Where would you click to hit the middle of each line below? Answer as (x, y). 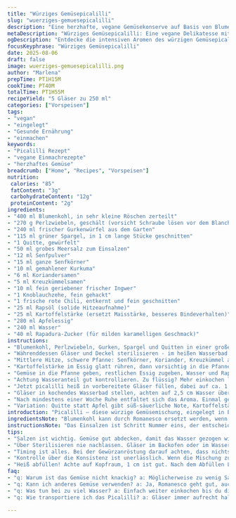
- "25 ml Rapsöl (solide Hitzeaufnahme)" (69, 308)
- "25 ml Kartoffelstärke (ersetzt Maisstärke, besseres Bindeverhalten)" (119, 315)
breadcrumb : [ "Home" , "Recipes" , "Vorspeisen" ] (78, 170)
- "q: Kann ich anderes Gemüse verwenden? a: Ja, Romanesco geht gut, (113, 484)
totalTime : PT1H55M (36, 92)
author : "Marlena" (34, 72)
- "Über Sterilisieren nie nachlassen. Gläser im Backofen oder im (108, 445)
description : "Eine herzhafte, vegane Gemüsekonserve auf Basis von (110, 27)
